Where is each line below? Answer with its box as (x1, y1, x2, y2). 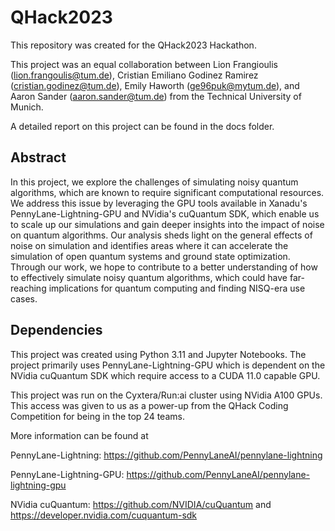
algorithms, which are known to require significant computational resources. (10, 186, 325, 198)
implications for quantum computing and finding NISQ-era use (48, 282, 306, 294)
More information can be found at (10, 429, 149, 441)
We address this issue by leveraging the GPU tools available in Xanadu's (10, 197, 308, 209)
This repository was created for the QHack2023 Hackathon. (10, 39, 257, 51)
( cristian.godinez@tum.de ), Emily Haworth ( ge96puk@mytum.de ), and (10, 79, 300, 91)
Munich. (10, 101, 44, 113)
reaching (10, 282, 47, 294)
